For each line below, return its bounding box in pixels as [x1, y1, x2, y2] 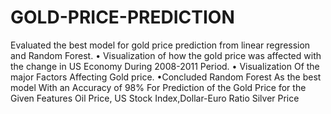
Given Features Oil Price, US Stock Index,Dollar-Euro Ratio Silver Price [10, 92, 300, 104]
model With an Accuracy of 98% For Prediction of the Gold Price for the [10, 81, 307, 93]
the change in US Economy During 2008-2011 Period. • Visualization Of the [10, 60, 320, 72]
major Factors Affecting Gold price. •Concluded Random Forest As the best [10, 71, 322, 83]
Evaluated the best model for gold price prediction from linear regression [10, 39, 311, 51]
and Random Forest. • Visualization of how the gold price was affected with [10, 49, 322, 61]
